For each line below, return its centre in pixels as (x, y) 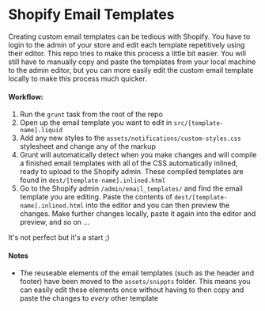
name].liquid (41, 131)
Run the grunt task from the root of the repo (91, 114)
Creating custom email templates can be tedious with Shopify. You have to (129, 36)
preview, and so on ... (54, 222)
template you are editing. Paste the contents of (96, 197)
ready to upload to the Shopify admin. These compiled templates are (131, 172)
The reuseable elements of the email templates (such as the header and (137, 273)
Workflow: (26, 97)
